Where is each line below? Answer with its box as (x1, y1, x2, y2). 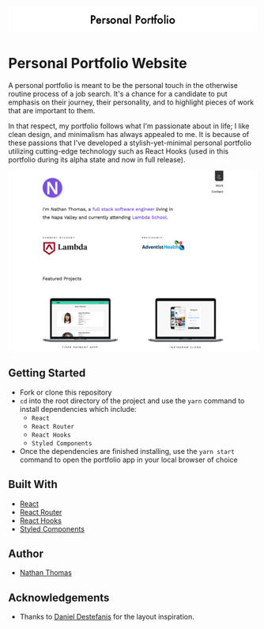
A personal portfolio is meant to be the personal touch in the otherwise (8, 81, 239, 90)
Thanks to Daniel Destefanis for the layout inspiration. (19, 612, 195, 622)
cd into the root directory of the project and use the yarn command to (19, 395, 245, 406)
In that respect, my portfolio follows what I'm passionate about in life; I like (8, 121, 250, 131)
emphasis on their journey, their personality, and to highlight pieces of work (8, 97, 255, 107)
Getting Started (8, 367, 86, 380)
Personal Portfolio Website (8, 55, 187, 73)
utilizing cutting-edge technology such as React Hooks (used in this (8, 147, 229, 156)
